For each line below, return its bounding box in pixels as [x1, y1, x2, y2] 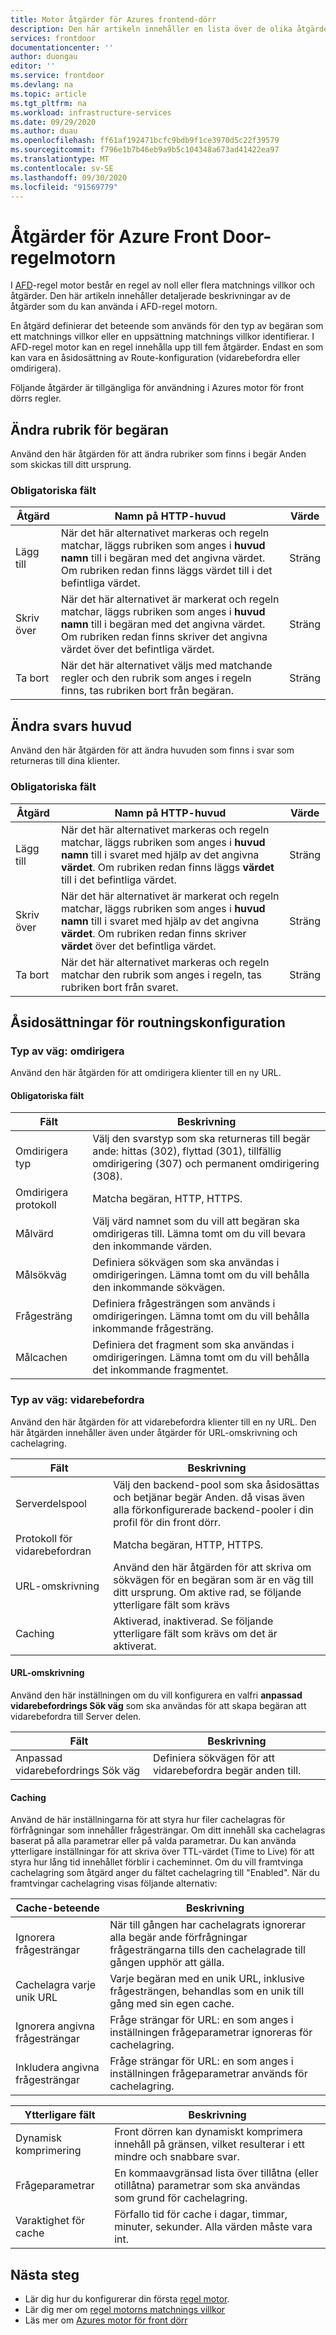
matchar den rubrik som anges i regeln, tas [60, 967, 262, 981]
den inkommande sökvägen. [92, 1281, 225, 1295]
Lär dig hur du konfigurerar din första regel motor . [24, 2292, 230, 2305]
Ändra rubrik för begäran [10, 421, 169, 438]
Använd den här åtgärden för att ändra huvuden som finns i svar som [10, 744, 295, 756]
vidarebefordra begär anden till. [152, 1763, 302, 1777]
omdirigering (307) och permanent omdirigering [92, 1157, 320, 1171]
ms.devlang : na [10, 80, 74, 90]
